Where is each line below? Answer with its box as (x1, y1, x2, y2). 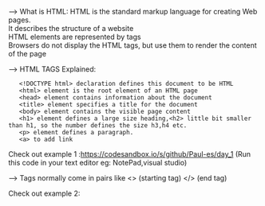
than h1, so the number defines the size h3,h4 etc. (8, 122, 188, 130)
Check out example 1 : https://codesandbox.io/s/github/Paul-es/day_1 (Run (8, 150, 251, 158)
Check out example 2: (8, 189, 81, 198)
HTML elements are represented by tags (8, 32, 141, 41)
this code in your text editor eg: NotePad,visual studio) (8, 158, 188, 167)
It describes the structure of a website (8, 24, 134, 33)
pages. (8, 15, 31, 25)
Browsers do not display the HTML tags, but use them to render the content (8, 41, 257, 50)
